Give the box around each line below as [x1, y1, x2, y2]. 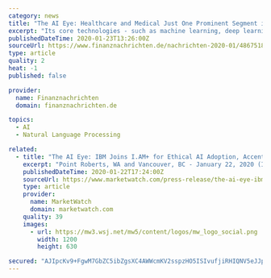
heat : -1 [8, 64, 38, 73]
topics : [8, 116, 35, 124]
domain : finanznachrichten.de [15, 102, 117, 110]
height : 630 [37, 243, 78, 251]
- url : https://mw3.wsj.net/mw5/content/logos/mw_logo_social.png [29, 227, 258, 236]
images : [23, 220, 48, 228]
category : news [8, 11, 60, 20]
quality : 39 [23, 213, 63, 221]
